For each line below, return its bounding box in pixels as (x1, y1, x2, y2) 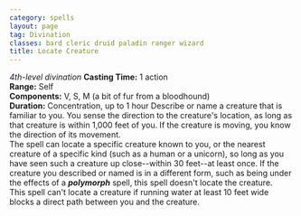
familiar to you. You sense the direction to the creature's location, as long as (9, 110, 293, 121)
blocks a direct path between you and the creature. (9, 196, 201, 208)
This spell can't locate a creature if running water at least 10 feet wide (9, 187, 269, 198)
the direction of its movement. (9, 129, 121, 140)
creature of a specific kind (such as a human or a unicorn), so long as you (9, 148, 285, 159)
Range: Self (9, 81, 54, 92)
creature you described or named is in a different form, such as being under (9, 168, 292, 179)
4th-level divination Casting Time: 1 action (9, 71, 169, 82)
